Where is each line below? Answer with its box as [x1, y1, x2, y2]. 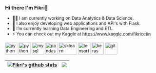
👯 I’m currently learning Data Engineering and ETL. [12, 26, 114, 31]
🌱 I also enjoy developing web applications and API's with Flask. [12, 20, 141, 26]
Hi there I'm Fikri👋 [5, 4, 48, 11]
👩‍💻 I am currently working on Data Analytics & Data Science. [12, 15, 134, 21]
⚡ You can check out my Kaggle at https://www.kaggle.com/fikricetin [12, 31, 151, 37]
